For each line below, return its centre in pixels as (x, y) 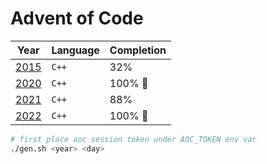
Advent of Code (77, 18)
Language (75, 50)
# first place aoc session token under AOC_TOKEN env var (133, 139)
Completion (138, 50)
